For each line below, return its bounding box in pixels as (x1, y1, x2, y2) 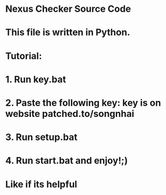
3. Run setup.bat (5, 131, 78, 143)
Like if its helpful (5, 178, 78, 190)
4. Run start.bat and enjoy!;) (5, 155, 128, 167)
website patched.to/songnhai (5, 108, 135, 120)
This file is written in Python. (5, 27, 131, 38)
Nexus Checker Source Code (5, 3, 131, 15)
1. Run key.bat (5, 73, 66, 85)
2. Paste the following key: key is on (5, 97, 161, 108)
